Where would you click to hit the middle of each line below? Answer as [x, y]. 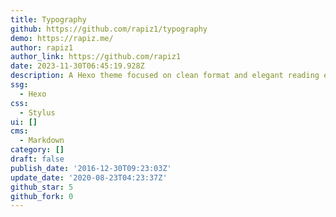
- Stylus [37, 112]
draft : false [37, 159]
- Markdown [42, 141]
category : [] [37, 150]
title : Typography [48, 19]
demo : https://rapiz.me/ [62, 38]
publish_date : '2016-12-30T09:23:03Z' [91, 168]
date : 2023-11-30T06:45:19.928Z [77, 66]
